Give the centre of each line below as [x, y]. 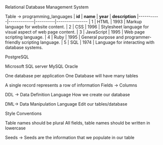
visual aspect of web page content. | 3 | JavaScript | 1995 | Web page [75, 32]
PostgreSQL [17, 57]
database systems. [24, 47]
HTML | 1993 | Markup [119, 22]
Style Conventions [24, 113]
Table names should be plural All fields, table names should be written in [78, 123]
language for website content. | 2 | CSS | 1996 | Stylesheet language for [77, 27]
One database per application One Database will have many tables [72, 76]
